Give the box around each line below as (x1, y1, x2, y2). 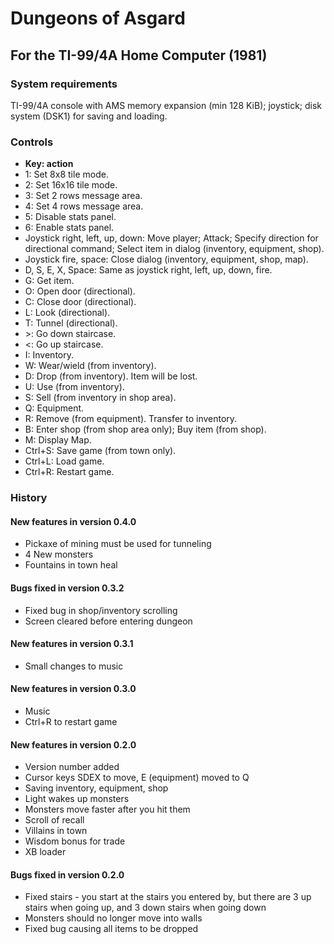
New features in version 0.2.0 (10, 738, 137, 751)
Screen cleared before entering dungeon (24, 615, 193, 627)
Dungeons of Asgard (10, 7, 186, 30)
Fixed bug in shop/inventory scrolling (24, 604, 178, 616)
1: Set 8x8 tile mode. (24, 168, 109, 181)
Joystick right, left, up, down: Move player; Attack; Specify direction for (24, 232, 319, 244)
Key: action (24, 158, 74, 170)
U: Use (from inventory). (24, 381, 125, 393)
